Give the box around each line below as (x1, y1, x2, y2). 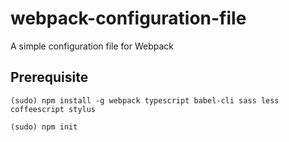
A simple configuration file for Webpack (10, 40, 175, 52)
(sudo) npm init (10, 122, 78, 132)
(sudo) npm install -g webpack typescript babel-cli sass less (10, 95, 280, 106)
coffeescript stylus (10, 104, 97, 114)
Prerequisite (10, 69, 89, 86)
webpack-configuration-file (10, 7, 247, 30)
